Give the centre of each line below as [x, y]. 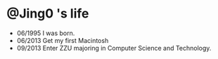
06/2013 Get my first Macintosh [63, 40]
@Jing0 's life [48, 14]
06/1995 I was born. [46, 33]
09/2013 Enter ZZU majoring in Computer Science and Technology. [114, 48]
